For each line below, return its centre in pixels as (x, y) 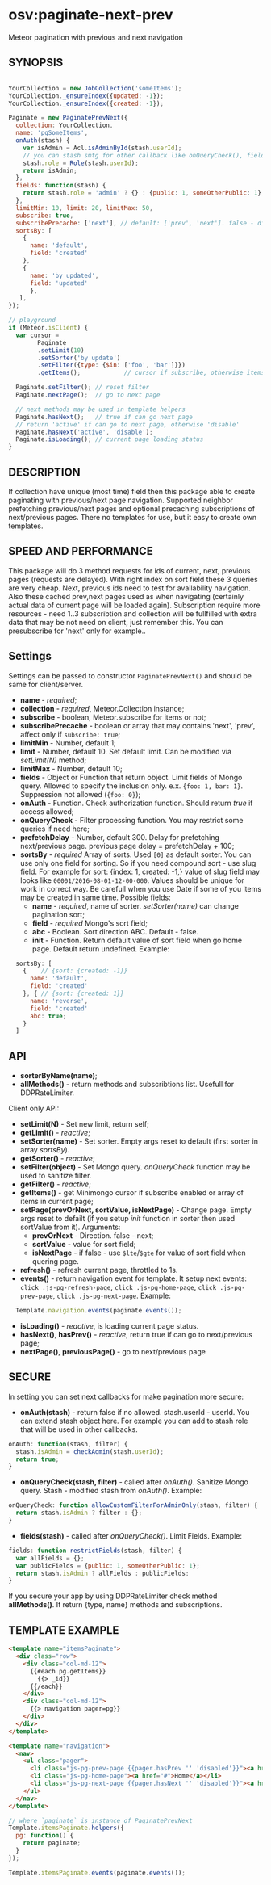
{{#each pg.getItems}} (68, 1671)
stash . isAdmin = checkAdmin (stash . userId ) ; (90, 1451)
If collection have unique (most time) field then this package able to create (132, 491)
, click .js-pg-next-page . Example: (112, 1296)
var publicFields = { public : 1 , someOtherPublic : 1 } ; (108, 1566)
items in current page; (57, 1202)
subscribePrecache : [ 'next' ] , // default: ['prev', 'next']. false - (135, 223)
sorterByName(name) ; (58, 1076)
